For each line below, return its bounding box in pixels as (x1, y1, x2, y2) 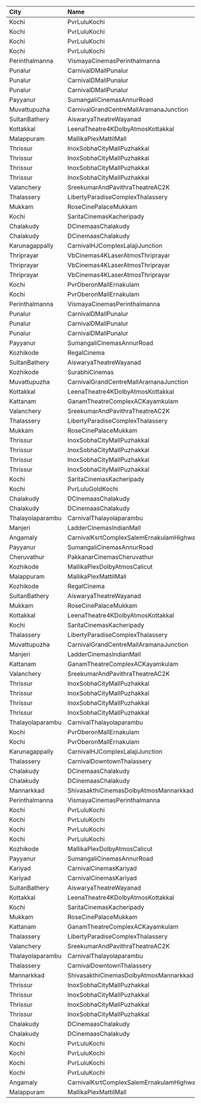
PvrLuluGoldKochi (67, 485, 118, 493)
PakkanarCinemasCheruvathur (67, 553, 154, 561)
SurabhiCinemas (67, 368, 114, 376)
